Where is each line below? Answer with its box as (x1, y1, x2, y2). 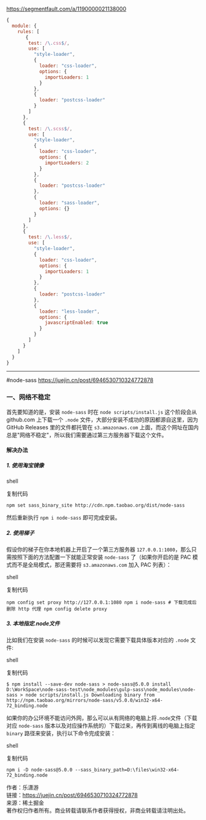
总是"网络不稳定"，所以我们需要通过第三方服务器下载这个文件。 (6, 431, 167, 439)
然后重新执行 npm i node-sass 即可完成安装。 (6, 514, 121, 521)
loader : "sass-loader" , (39, 200, 100, 206)
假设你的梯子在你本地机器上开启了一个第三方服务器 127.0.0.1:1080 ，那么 (6, 546, 192, 553)
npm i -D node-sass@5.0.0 (6, 767, 72, 773)
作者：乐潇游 (6, 784, 39, 791)
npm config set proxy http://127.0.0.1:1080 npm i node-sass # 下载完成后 (6, 599, 197, 606)
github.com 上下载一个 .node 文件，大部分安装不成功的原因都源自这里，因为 (6, 416, 198, 423)
